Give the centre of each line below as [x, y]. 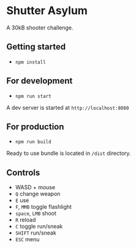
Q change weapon [38, 194]
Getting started [36, 47]
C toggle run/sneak [39, 227]
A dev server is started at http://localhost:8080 [68, 107]
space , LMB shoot [36, 213]
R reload [25, 220]
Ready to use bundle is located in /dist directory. [69, 153]
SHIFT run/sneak [36, 233]
